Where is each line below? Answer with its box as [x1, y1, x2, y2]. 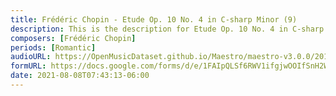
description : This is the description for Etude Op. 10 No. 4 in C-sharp [10, 24, 325, 34]
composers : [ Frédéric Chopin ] [10, 33, 137, 43]
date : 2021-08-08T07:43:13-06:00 [10, 71, 150, 81]
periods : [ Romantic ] [10, 42, 97, 53]
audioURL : [10, 52, 52, 62]
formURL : [10, 61, 47, 71]
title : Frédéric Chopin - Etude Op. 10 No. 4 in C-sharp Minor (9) [10, 14, 298, 25]
